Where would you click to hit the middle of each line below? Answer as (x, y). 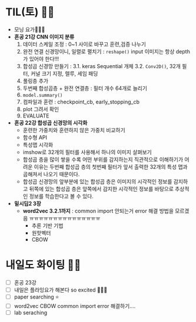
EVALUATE (36, 116)
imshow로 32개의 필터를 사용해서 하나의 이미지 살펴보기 (87, 152)
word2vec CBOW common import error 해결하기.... (75, 306)
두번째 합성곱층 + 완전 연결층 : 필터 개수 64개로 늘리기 (85, 88)
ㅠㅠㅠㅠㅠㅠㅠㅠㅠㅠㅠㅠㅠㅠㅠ (65, 218)
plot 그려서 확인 (41, 109)
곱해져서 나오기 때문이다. (51, 174)
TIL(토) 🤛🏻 (30, 12)
